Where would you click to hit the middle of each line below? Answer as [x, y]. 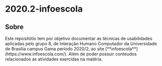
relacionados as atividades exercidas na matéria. [54, 59]
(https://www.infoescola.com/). [36, 54]
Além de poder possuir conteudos [103, 54]
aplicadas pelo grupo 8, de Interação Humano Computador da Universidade [81, 44]
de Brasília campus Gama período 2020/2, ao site [55, 49]
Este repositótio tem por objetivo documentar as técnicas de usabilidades [79, 38]
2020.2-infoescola [44, 9]
